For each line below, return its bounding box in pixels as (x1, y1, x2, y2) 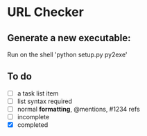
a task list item (17, 89, 59, 98)
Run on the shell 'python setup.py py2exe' (7, 50, 128, 59)
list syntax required (17, 97, 73, 105)
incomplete (17, 113, 50, 121)
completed (17, 121, 49, 129)
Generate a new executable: (7, 32, 131, 44)
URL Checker (7, 4, 85, 20)
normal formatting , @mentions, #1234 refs (17, 105, 140, 113)
